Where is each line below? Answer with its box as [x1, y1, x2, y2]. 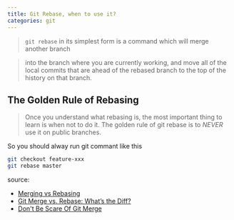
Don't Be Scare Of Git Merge [17, 204, 102, 213]
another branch [24, 44, 71, 53]
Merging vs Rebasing [17, 189, 81, 198]
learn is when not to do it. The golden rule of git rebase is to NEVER [24, 121, 223, 129]
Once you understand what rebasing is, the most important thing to [24, 113, 223, 121]
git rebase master [7, 162, 62, 170]
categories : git [7, 17, 56, 24]
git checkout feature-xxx [7, 156, 84, 163]
